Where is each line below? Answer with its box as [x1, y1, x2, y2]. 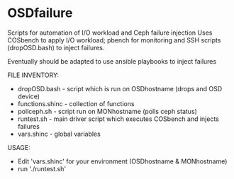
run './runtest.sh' [17, 164, 66, 173]
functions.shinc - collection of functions [17, 99, 135, 108]
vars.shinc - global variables [17, 129, 101, 138]
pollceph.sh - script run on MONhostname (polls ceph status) [17, 107, 197, 115]
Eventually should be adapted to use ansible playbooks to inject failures [7, 57, 217, 65]
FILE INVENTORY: [7, 71, 59, 79]
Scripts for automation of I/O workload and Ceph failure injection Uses [7, 28, 213, 37]
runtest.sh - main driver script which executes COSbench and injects [17, 115, 220, 123]
